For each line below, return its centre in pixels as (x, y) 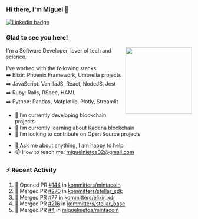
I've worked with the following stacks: (52, 68)
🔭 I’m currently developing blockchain (60, 115)
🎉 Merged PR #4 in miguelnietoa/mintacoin (67, 210)
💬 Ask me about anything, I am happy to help (69, 145)
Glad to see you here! (37, 38)
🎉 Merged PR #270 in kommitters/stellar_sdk (68, 191)
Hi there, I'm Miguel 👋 (37, 9)
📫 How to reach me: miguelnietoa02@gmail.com (74, 152)
